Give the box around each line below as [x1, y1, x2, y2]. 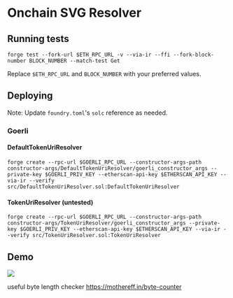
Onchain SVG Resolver [7, 5, 142, 21]
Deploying [7, 90, 53, 102]
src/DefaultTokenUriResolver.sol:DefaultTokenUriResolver [7, 183, 180, 190]
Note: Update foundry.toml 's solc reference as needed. [7, 108, 168, 117]
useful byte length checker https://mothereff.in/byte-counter [7, 282, 182, 291]
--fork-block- [173, 51, 215, 58]
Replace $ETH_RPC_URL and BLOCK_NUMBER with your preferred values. [7, 70, 202, 78]
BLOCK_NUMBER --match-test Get [29, 57, 120, 64]
